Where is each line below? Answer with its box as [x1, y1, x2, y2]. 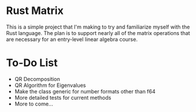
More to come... [14, 100, 53, 107]
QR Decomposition [14, 75, 60, 82]
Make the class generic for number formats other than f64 [14, 87, 156, 94]
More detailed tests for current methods [14, 94, 111, 101]
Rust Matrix [6, 4, 64, 17]
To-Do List [6, 57, 58, 69]
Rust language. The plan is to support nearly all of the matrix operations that [6, 29, 191, 36]
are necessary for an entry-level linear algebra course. [6, 36, 138, 43]
